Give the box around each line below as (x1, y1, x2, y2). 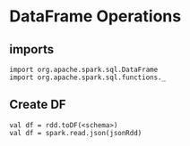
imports (9, 42, 55, 57)
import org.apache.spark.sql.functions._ (9, 73, 167, 82)
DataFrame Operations (9, 6, 182, 27)
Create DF (9, 97, 66, 112)
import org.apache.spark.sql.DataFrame (9, 65, 159, 74)
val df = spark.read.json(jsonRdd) (9, 128, 142, 137)
